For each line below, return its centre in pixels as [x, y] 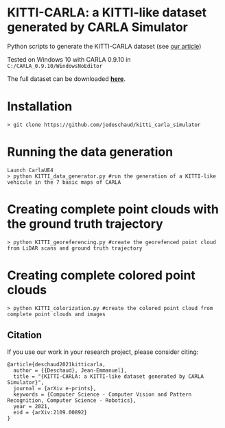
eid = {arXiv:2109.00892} [50, 412]
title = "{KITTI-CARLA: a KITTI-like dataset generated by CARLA [109, 376]
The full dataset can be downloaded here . [66, 79]
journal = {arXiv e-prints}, [55, 388]
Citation [25, 335]
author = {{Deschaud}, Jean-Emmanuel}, [70, 370]
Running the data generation [90, 152]
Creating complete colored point [101, 275]
